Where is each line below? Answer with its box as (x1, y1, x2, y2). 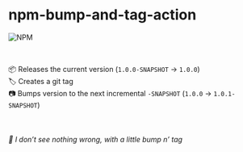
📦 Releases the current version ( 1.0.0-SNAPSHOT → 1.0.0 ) (8, 64, 200, 74)
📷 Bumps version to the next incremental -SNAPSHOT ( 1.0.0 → (8, 88, 212, 98)
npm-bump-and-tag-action (8, 6, 197, 24)
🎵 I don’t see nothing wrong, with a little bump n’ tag (8, 134, 183, 144)
